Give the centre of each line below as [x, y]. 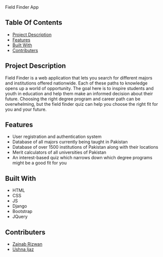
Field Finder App [22, 7]
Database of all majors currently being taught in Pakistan [70, 142]
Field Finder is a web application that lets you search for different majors [79, 78]
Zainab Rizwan [27, 244]
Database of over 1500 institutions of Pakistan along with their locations [85, 147]
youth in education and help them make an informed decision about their [79, 93]
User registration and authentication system [57, 137]
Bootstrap [22, 212]
